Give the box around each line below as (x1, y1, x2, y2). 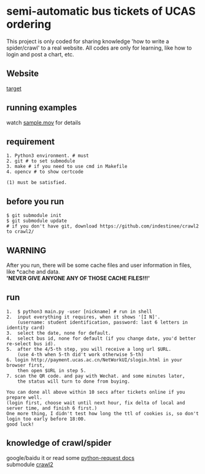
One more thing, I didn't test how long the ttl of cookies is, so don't (6, 410, 199, 416)
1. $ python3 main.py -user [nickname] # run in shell (6, 308, 152, 315)
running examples (6, 102, 77, 113)
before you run (6, 196, 64, 207)
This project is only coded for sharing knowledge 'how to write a (6, 37, 169, 45)
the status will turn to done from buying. (17, 378, 131, 384)
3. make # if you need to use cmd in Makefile (6, 164, 128, 170)
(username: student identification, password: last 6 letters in (17, 319, 188, 326)
